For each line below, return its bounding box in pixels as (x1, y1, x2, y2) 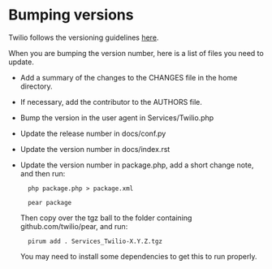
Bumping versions (8, 6, 134, 24)
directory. (19, 81, 53, 91)
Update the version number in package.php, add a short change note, (19, 160, 254, 170)
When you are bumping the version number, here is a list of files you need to (8, 48, 264, 58)
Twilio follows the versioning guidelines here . (8, 33, 159, 42)
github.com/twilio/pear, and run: (19, 221, 128, 231)
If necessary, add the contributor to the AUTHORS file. (19, 97, 203, 106)
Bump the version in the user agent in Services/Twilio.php (19, 112, 214, 123)
